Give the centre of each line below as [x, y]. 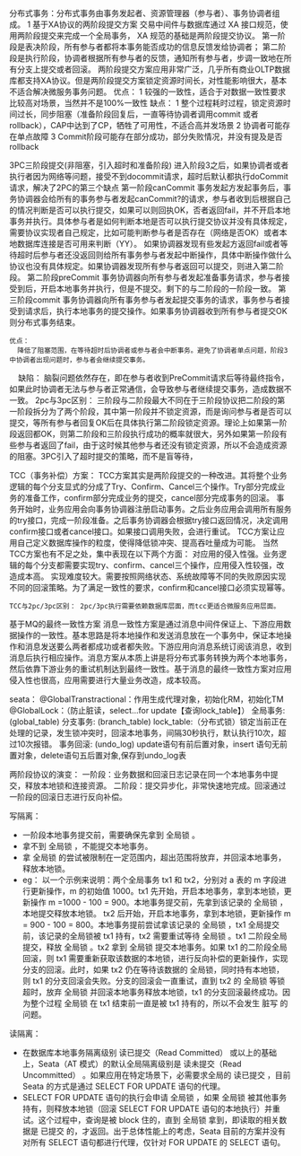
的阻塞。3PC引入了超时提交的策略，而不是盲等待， [103, 456]
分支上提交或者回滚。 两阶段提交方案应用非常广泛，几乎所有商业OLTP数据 [154, 69]
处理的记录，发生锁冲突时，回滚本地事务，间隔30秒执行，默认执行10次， [144, 733]
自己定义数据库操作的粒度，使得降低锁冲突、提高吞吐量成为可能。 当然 [147, 543]
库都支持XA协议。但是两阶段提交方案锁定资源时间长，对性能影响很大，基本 [148, 80]
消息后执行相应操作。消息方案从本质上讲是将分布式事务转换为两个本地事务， [150, 657]
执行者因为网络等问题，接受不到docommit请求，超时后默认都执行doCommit [149, 176]
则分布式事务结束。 [45, 322]
